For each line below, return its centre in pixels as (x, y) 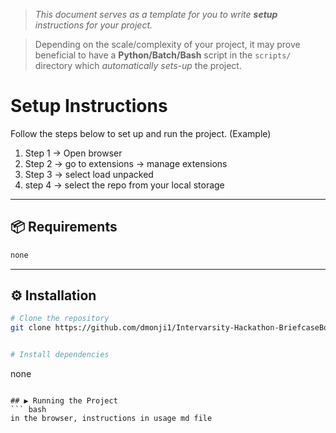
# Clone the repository (60, 319)
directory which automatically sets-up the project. (138, 65)
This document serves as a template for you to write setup (156, 14)
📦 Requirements (64, 227)
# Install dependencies (60, 355)
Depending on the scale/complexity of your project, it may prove (167, 44)
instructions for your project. (93, 25)
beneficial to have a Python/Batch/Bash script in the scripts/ (163, 55)
